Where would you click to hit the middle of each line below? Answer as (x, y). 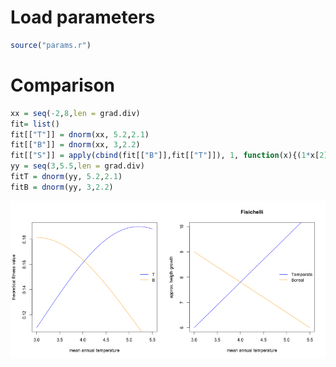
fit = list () (35, 124)
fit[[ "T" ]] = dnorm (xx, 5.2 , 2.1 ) (80, 134)
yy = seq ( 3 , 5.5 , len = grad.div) (77, 166)
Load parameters (83, 17)
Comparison (63, 85)
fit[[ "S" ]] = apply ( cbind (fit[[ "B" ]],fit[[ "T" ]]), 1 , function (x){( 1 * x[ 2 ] (169, 156)
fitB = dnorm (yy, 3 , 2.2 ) (62, 187)
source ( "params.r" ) (51, 45)
